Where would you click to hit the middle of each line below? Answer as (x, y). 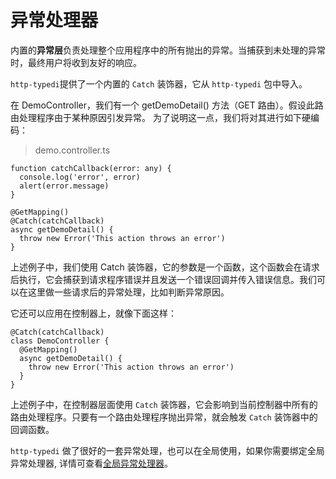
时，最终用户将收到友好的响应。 (76, 62)
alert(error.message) (64, 186)
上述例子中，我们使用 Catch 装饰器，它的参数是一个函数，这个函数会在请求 (165, 267)
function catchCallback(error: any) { (91, 168)
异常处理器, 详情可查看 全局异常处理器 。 (91, 463)
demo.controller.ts (72, 150)
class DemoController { (60, 341)
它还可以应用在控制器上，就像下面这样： (93, 313)
